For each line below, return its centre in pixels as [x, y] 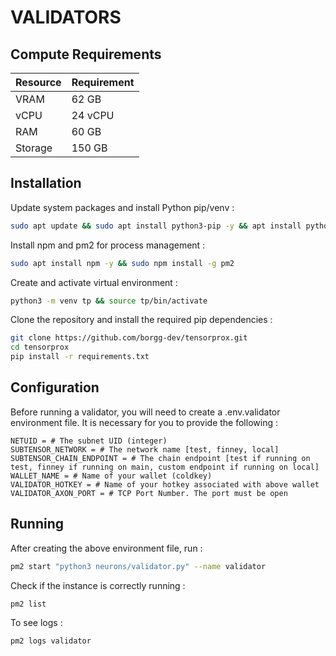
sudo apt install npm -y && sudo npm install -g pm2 [122, 263]
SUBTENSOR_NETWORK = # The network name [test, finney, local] [145, 449]
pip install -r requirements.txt [80, 357]
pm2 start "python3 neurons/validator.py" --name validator [138, 566]
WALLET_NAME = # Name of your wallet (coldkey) [111, 476]
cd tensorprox [40, 347]
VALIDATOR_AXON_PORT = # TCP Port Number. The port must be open [149, 493]
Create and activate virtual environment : [94, 282]
